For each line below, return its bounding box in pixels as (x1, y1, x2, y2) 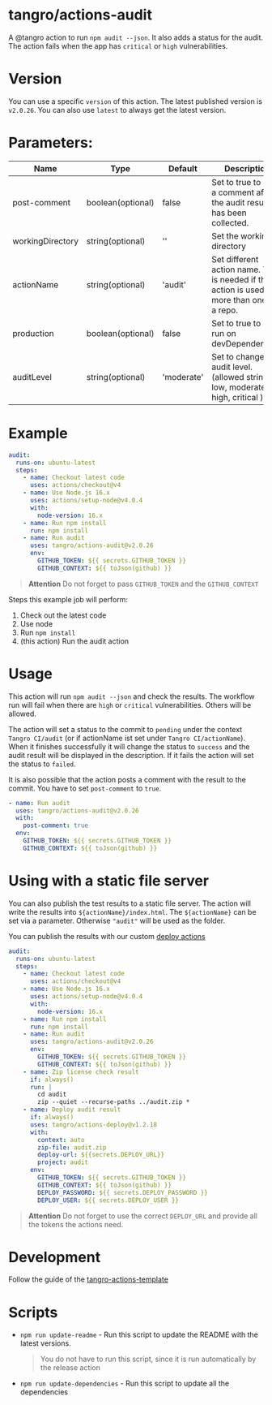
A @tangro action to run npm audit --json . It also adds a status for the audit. (8, 32, 264, 42)
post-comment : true (23, 821, 89, 830)
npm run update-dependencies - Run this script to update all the (19, 1378, 229, 1389)
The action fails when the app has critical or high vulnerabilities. (8, 41, 228, 50)
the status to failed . (8, 759, 76, 769)
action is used (211, 284, 265, 295)
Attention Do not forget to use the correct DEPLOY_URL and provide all (28, 1211, 257, 1221)
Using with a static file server (8, 872, 209, 890)
